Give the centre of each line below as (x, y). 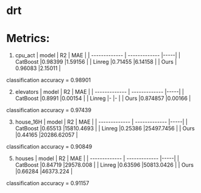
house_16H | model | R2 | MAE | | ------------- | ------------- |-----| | (101, 122)
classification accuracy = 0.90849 (49, 147)
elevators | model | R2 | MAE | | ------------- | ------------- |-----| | (100, 92)
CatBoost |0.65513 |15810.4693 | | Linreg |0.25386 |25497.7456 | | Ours (105, 128)
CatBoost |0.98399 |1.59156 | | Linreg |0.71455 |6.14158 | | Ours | (96, 62)
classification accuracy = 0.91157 (48, 183)
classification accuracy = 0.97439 (49, 110)
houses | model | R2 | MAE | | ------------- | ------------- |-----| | (97, 158)
